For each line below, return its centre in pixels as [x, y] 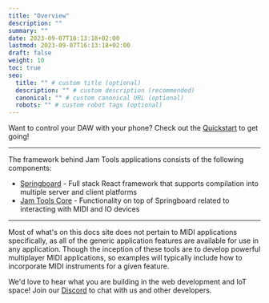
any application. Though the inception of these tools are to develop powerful [134, 249]
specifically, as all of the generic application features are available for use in [133, 240]
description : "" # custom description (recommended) [105, 90]
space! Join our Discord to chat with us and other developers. [110, 290]
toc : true [25, 68]
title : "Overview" [39, 16]
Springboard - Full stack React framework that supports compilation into [139, 184]
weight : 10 [26, 61]
